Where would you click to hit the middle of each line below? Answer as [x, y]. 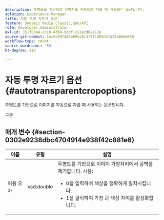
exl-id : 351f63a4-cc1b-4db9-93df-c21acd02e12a [53, 32]
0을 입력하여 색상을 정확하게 [96, 183]
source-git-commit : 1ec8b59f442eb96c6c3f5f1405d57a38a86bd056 [70, 37]
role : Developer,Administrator [37, 28]
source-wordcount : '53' [29, 46]
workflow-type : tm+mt [27, 41]
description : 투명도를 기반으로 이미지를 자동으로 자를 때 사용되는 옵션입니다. [75, 9]
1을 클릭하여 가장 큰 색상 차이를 [100, 198]
